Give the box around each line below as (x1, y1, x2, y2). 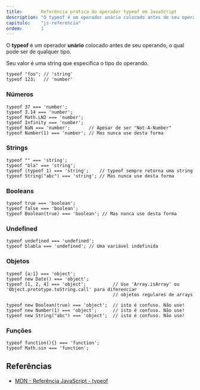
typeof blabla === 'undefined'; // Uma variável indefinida (6, 243, 159, 250)
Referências (6, 361, 52, 371)
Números (6, 90, 34, 99)
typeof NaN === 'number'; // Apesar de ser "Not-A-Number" (6, 125, 171, 131)
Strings (6, 144, 28, 152)
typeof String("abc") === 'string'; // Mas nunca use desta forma (6, 173, 174, 179)
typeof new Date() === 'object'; (6, 276, 89, 282)
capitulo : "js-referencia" (6, 20, 82, 26)
